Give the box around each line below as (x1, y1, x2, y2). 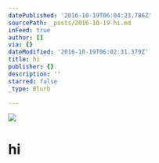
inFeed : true (8, 26, 51, 34)
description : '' (8, 70, 61, 78)
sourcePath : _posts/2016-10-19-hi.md (8, 19, 132, 27)
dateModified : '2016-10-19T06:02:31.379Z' (8, 48, 149, 56)
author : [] (8, 33, 44, 42)
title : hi (8, 56, 41, 64)
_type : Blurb (8, 84, 51, 93)
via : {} (8, 41, 34, 49)
